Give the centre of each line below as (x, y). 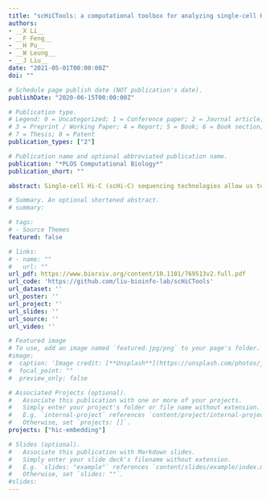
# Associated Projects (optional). (68, 393)
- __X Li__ (27, 31)
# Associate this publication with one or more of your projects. (125, 400)
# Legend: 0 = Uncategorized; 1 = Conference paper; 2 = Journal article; (136, 120)
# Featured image (37, 341)
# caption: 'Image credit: (55, 363)
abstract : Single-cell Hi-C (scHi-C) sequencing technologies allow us (131, 186)
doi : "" (21, 76)
